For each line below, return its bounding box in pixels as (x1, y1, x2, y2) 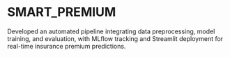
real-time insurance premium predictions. (7, 42, 126, 50)
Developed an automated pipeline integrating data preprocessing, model (7, 27, 215, 35)
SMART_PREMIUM (7, 4, 116, 20)
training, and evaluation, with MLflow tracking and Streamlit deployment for (7, 34, 224, 42)
